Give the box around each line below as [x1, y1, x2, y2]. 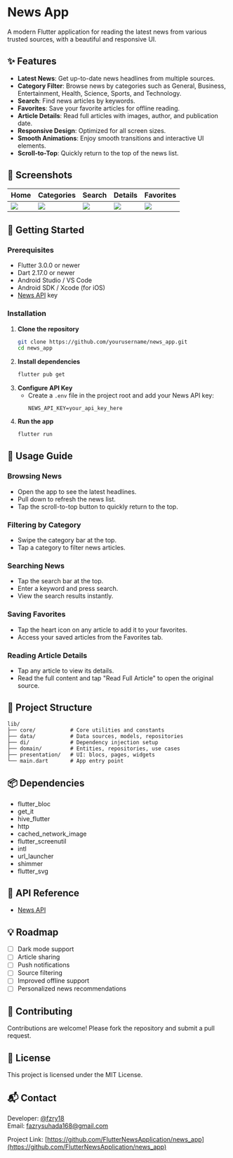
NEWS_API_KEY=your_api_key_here [27, 405, 123, 412]
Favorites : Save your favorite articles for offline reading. [17, 103, 180, 113]
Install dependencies [17, 357, 81, 366]
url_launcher [17, 852, 54, 860]
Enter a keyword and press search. [17, 585, 119, 593]
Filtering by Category [7, 520, 81, 530]
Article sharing [17, 953, 60, 961]
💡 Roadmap [7, 926, 59, 938]
